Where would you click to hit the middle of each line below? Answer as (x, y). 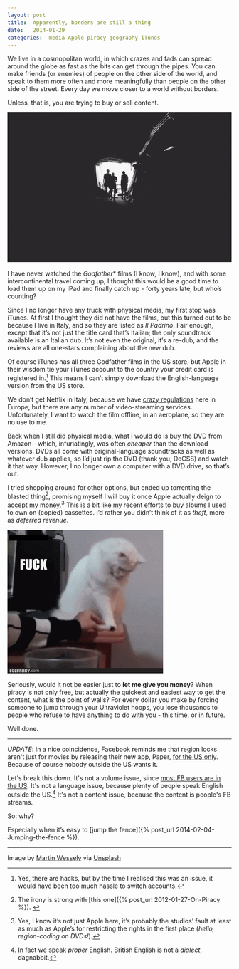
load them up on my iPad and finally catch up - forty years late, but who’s (115, 288)
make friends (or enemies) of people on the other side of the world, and (112, 74)
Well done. (23, 728)
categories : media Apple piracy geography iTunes (84, 38)
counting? (22, 296)
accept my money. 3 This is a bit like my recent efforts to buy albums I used (117, 504)
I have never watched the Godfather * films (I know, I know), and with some (117, 273)
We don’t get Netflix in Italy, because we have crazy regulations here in (111, 399)
